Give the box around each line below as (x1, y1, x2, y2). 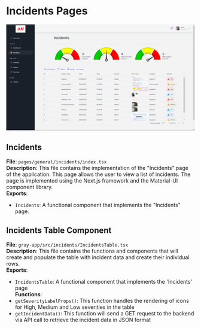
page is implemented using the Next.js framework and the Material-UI (6, 177, 178, 184)
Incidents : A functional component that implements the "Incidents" (14, 202, 181, 209)
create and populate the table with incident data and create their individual (6, 254, 190, 261)
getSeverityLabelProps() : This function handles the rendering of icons (14, 297, 190, 305)
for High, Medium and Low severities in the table (14, 303, 135, 311)
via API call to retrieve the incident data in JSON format (14, 316, 151, 324)
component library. (6, 184, 53, 191)
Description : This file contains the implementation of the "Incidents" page (6, 165, 188, 172)
